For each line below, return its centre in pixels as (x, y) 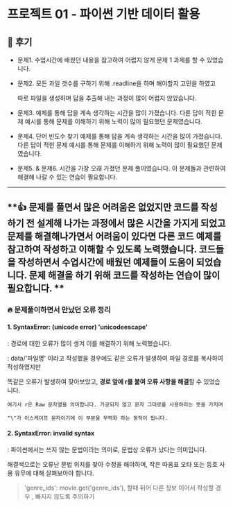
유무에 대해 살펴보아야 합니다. (54, 473)
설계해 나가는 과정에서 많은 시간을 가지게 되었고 (131, 224)
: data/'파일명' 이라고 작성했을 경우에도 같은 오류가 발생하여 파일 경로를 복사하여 (115, 358)
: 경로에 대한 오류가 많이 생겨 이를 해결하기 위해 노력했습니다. (89, 343)
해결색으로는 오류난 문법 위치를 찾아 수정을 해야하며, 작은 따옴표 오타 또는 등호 (113, 464)
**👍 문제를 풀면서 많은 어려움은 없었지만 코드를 (103, 208)
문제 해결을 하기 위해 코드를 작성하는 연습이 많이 (124, 276)
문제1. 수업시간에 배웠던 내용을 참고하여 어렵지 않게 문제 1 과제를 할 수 (111, 60)
